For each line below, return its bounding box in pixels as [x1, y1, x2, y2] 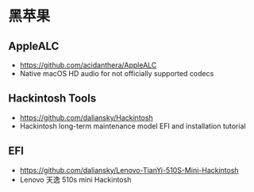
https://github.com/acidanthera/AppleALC [19, 60, 157, 70]
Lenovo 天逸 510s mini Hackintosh [19, 175, 132, 184]
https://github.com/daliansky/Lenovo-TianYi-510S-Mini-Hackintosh [19, 165, 240, 175]
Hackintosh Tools [8, 92, 97, 106]
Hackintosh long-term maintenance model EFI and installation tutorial [19, 121, 246, 131]
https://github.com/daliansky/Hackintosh [19, 113, 153, 122]
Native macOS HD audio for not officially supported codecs [19, 69, 214, 78]
